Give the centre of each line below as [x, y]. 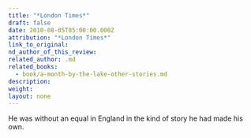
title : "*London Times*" [49, 15]
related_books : [33, 67]
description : [30, 81]
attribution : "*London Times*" [60, 37]
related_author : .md [42, 60]
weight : [21, 89]
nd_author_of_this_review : [52, 52]
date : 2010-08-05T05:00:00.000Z [61, 30]
